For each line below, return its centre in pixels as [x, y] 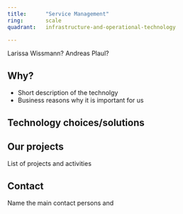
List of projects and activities [50, 164]
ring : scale [34, 21]
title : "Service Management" [59, 14]
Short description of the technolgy [68, 93]
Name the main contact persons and [61, 203]
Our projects [35, 146]
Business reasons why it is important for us [81, 101]
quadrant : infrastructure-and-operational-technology [91, 27]
